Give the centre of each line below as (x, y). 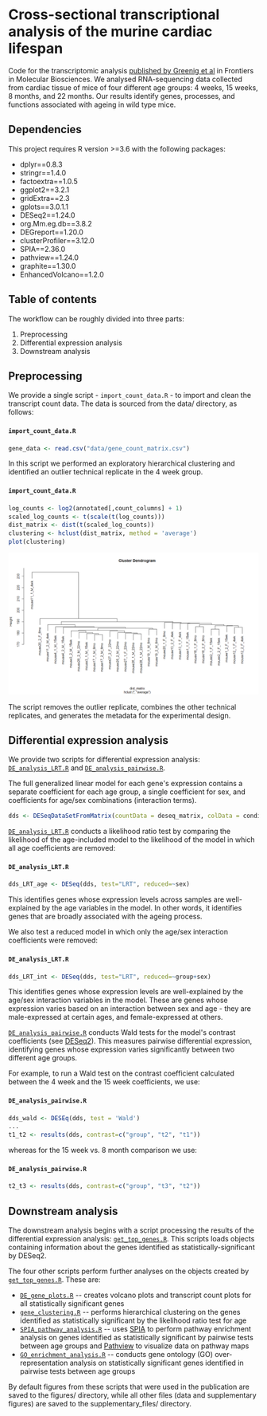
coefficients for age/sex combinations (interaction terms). (103, 800)
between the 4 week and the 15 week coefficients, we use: (104, 1082)
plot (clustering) (37, 542)
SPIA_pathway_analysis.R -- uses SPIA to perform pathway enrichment (135, 1329)
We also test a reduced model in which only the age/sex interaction (118, 932)
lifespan (36, 49)
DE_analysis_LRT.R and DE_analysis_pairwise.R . (87, 768)
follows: (21, 412)
